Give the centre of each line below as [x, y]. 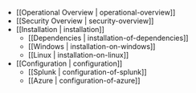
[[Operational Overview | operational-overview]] [96, 12]
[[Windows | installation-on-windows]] [92, 46]
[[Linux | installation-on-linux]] [78, 55]
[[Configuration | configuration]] [69, 63]
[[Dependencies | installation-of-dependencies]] [108, 38]
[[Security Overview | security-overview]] [85, 21]
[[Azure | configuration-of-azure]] [84, 81]
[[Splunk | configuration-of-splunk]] [87, 72]
